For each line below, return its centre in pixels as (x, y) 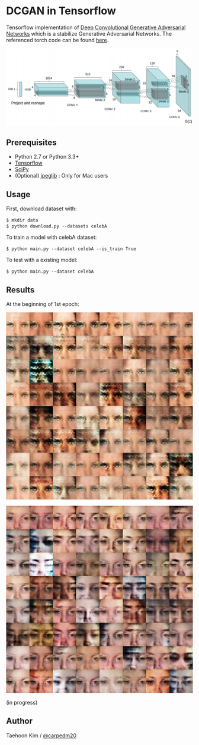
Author (19, 721)
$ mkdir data (22, 220)
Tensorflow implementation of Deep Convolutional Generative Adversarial (96, 27)
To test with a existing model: (42, 260)
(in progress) (22, 703)
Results (20, 290)
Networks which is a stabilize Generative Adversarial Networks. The (89, 33)
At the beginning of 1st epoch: (43, 304)
